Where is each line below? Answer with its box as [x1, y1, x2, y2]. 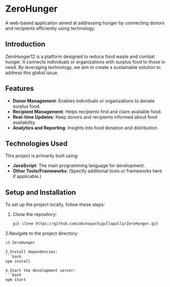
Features [5, 84, 34, 93]
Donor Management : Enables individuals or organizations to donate [12, 97, 155, 104]
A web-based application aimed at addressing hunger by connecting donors [5, 20, 165, 26]
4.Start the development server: [5, 268, 76, 273]
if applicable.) [12, 173, 42, 180]
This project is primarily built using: [5, 153, 79, 159]
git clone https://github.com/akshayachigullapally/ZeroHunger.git [12, 221, 158, 226]
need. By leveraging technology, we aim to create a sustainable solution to [5, 64, 161, 70]
